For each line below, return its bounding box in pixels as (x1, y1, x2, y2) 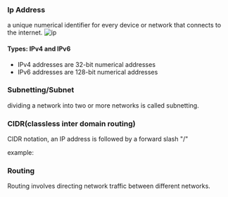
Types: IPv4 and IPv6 (7, 44, 71, 53)
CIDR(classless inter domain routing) (7, 118, 136, 128)
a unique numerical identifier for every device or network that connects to (7, 21, 222, 30)
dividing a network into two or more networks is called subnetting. (7, 101, 199, 110)
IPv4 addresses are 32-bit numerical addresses (17, 60, 156, 68)
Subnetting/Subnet (7, 85, 75, 95)
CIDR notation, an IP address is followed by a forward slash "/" (7, 135, 189, 144)
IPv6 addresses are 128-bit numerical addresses (17, 68, 158, 76)
